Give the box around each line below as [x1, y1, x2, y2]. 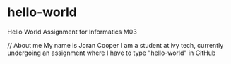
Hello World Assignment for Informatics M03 [7, 27, 138, 36]
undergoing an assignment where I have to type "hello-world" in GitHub [7, 49, 216, 57]
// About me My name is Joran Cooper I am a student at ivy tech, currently [7, 41, 224, 49]
